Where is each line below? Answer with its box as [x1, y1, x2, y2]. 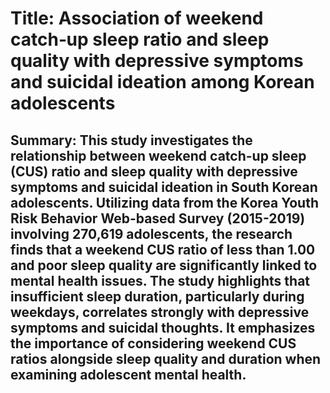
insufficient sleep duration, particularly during [10, 288, 305, 305]
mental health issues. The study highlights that [10, 272, 311, 289]
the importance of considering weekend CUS [10, 335, 297, 352]
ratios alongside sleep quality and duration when [10, 350, 322, 367]
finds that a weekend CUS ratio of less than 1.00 [10, 241, 316, 258]
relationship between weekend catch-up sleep [10, 147, 307, 164]
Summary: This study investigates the [10, 132, 253, 149]
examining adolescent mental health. [10, 366, 247, 383]
